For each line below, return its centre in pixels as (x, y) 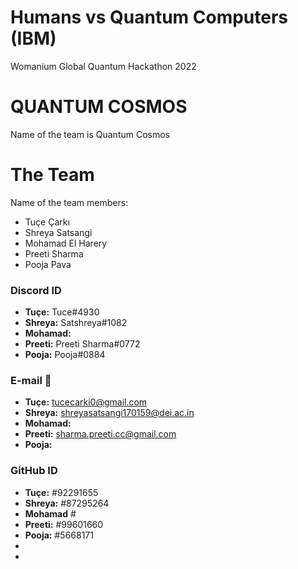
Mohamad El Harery (66, 243)
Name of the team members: (69, 202)
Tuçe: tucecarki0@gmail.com (86, 402)
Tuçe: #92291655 (61, 492)
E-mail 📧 (31, 381)
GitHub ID (34, 471)
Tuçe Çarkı (47, 222)
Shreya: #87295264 (67, 503)
